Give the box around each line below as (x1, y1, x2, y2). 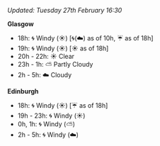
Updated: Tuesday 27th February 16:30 (7, 6, 122, 14)
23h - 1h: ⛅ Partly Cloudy (17, 60, 93, 68)
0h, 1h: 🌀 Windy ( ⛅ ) (17, 120, 76, 128)
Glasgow (7, 20, 34, 28)
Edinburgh (7, 87, 39, 95)
